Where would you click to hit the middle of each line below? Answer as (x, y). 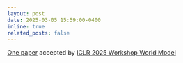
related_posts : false (39, 33)
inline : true (26, 26)
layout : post (26, 13)
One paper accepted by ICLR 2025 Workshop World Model (91, 53)
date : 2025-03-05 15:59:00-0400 (54, 20)
